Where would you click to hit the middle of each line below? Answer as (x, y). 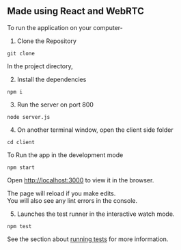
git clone (21, 53)
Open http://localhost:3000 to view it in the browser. (81, 180)
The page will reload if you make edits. (61, 193)
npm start (21, 167)
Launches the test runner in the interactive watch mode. (96, 214)
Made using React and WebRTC (76, 11)
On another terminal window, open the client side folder (95, 130)
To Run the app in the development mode (65, 155)
